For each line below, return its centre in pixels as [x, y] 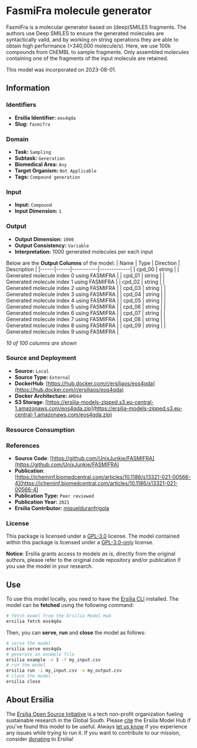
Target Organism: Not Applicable [55, 170]
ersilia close [23, 682]
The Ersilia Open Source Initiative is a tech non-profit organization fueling [95, 714]
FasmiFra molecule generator [79, 11]
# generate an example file [40, 654]
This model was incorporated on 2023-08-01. [61, 69]
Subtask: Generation [40, 158]
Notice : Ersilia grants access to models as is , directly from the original [91, 554]
